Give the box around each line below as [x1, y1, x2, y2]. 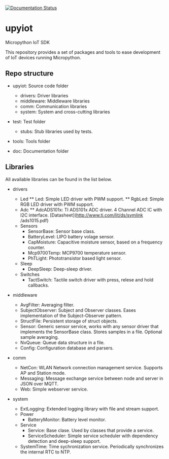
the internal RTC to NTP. [20, 449, 71, 455]
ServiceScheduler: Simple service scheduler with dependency [27, 433, 158, 439]
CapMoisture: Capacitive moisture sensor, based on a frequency [27, 239, 163, 245]
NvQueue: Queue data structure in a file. [20, 339, 105, 345]
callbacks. [27, 282, 49, 288]
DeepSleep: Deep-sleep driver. [27, 266, 93, 272]
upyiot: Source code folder [12, 83, 69, 89]
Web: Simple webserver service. [20, 386, 88, 392]
